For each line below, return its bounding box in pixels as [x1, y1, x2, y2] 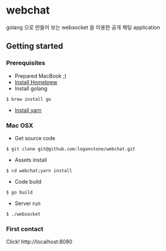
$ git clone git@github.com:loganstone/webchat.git [6, 146, 135, 152]
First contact [6, 224, 44, 233]
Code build [14, 178, 42, 185]
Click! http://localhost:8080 [6, 238, 72, 245]
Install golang [14, 85, 48, 92]
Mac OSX [6, 121, 34, 130]
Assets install [14, 156, 47, 163]
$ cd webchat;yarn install [6, 167, 72, 174]
